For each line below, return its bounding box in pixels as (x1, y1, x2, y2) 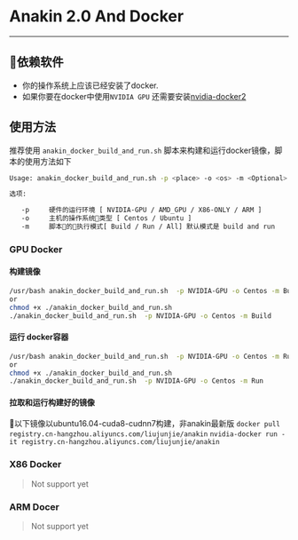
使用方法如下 (24, 155, 72, 166)
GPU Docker (9, 242, 63, 255)
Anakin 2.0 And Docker (9, 6, 184, 27)
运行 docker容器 (9, 331, 69, 343)
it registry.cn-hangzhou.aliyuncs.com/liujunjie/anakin (9, 438, 220, 447)
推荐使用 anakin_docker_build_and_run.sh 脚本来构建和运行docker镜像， (9, 145, 275, 155)
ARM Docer (9, 500, 59, 512)
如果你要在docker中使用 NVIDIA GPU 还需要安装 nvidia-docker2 (21, 91, 247, 101)
